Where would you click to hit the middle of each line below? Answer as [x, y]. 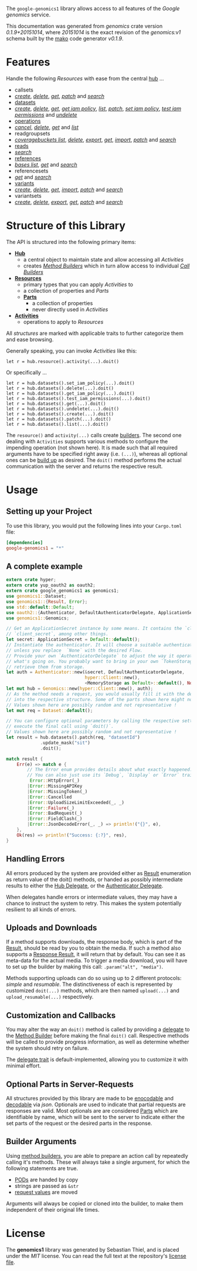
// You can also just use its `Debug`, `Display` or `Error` [103, 775]
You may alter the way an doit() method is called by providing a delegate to [98, 1029]
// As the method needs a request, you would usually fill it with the [95, 694]
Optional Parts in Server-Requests [70, 1084]
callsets [24, 90]
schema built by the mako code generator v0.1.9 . [65, 38]
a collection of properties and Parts [66, 290]
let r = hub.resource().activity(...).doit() [62, 361]
